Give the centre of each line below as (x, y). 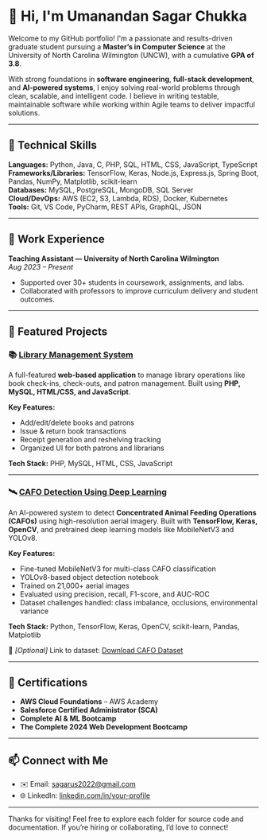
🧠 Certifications (48, 682)
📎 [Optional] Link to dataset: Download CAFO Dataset (96, 650)
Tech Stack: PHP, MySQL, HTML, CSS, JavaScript (91, 464)
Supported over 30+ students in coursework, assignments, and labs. (132, 282)
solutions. (24, 113)
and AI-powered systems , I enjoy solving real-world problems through (124, 87)
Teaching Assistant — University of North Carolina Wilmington (114, 259)
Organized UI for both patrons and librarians (92, 448)
